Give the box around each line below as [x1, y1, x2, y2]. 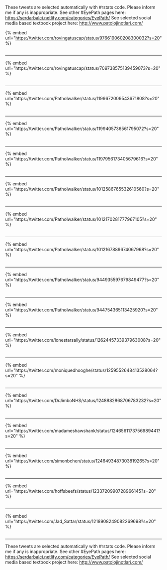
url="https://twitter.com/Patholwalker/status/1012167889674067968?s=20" [5, 247, 159, 252]
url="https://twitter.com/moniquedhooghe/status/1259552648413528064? [5, 367, 158, 373]
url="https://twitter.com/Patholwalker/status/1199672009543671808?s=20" [5, 96, 160, 101]
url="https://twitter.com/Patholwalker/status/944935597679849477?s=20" [5, 277, 160, 283]
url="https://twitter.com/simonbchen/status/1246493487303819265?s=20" [5, 458, 160, 464]
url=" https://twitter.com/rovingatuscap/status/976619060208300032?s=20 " [5, 35, 162, 41]
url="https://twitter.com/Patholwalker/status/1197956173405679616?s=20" [5, 156, 158, 161]
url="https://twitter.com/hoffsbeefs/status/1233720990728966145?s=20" [5, 488, 157, 494]
